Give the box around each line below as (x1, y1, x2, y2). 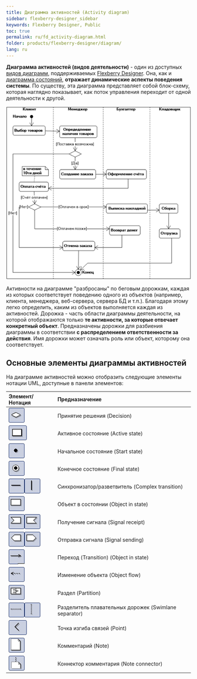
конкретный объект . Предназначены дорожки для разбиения (6, 322, 163, 329)
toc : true (6, 28, 30, 34)
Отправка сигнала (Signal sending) (57, 536, 144, 543)
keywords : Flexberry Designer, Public (6, 22, 101, 28)
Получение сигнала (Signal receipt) (57, 518, 145, 525)
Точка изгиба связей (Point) (57, 625, 127, 632)
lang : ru (6, 47, 28, 53)
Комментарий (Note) (57, 643, 110, 650)
